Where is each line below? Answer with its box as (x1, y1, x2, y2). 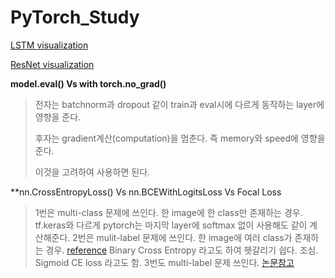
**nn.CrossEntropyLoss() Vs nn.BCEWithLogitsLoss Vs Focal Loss (10, 186, 282, 198)
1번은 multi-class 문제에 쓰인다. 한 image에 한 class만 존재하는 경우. (34, 206, 303, 218)
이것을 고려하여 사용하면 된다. (34, 166, 151, 178)
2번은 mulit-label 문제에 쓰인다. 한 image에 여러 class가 (72, 231, 293, 243)
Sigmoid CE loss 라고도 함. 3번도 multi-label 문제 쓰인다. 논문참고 (34, 256, 295, 268)
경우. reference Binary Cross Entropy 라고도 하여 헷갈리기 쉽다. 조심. (45, 244, 319, 256)
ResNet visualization (10, 58, 95, 70)
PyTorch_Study (10, 6, 140, 29)
